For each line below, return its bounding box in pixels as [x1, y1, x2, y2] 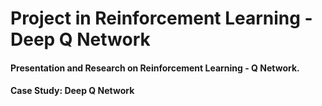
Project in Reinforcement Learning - [10, 7, 313, 30]
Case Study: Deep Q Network [10, 85, 135, 97]
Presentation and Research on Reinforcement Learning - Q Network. [10, 62, 300, 74]
